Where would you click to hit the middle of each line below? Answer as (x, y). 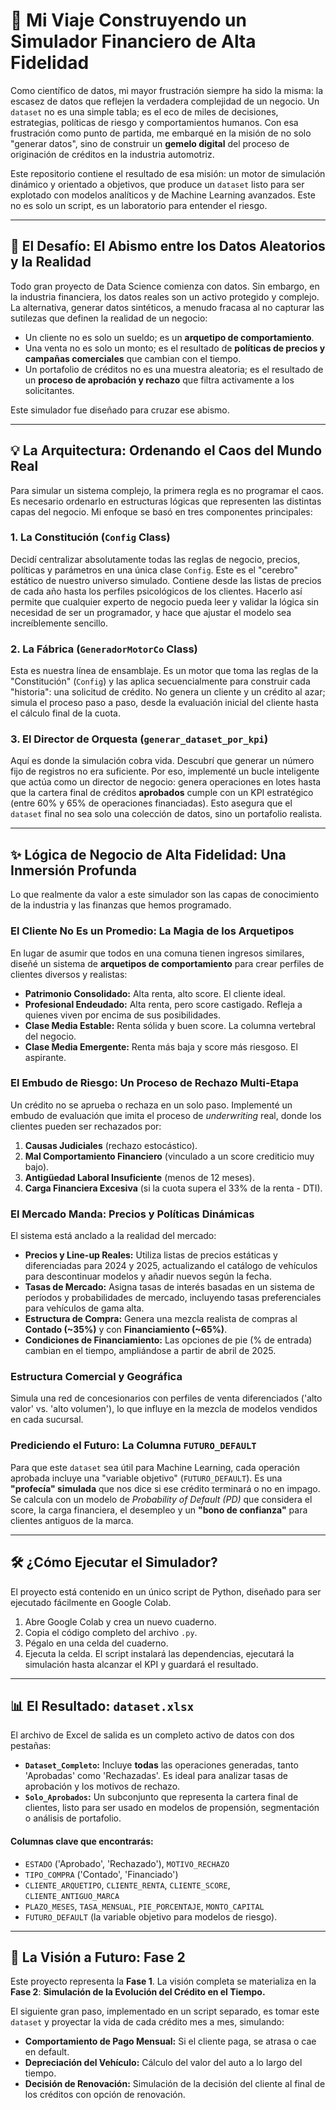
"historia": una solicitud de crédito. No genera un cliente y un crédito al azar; (168, 692)
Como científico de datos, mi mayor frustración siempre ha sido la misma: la (167, 90)
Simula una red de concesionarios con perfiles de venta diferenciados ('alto (166, 1398)
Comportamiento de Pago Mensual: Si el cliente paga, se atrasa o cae (170, 2041)
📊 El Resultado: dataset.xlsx (102, 1705)
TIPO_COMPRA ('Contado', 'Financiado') (101, 1874)
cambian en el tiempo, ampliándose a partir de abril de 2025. (150, 1351)
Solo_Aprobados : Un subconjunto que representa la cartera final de (161, 1797)
